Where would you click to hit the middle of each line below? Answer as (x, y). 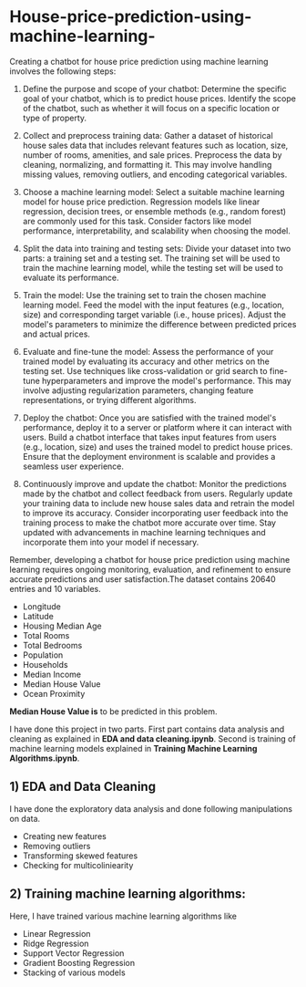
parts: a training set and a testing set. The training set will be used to (151, 258)
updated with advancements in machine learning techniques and (144, 532)
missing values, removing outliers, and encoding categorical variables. (155, 174)
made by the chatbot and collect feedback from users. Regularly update (158, 493)
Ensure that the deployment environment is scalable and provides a (149, 456)
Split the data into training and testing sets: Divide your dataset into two (157, 248)
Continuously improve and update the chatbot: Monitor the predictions (154, 483)
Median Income (52, 674)
